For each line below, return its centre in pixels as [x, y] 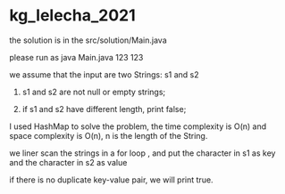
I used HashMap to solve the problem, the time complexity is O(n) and [138, 126]
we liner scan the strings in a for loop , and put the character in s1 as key [142, 153]
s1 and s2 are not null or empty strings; [94, 92]
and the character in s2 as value [68, 162]
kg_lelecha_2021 [72, 16]
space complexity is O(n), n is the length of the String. [109, 135]
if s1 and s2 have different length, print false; [104, 109]
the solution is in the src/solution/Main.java [88, 40]
